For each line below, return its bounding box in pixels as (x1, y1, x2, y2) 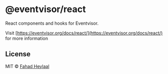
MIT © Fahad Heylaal (5, 63, 49, 69)
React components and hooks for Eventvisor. (5, 20, 99, 26)
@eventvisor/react (5, 4, 86, 15)
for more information (5, 35, 48, 41)
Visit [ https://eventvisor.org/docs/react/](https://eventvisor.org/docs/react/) (5, 30, 163, 36)
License (5, 50, 31, 58)
